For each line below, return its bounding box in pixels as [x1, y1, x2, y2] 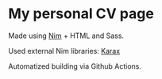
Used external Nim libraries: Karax [8, 46, 121, 55]
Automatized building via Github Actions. [8, 61, 141, 71]
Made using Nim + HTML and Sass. [8, 31, 125, 40]
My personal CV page [8, 5, 155, 23]
